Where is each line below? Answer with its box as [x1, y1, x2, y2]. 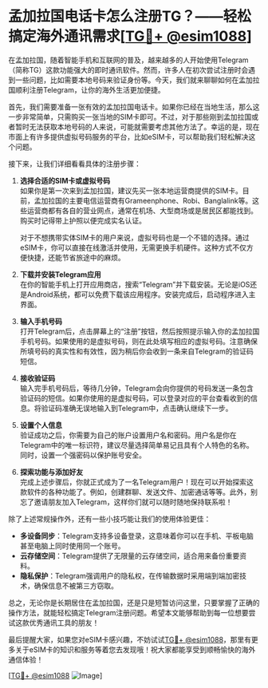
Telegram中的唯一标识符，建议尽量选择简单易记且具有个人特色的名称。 [19, 440, 254, 449]
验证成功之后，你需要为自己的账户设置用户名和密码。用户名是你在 [19, 430, 237, 440]
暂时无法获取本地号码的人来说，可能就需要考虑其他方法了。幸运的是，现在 [14, 121, 260, 132]
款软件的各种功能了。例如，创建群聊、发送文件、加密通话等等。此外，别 [19, 487, 258, 496]
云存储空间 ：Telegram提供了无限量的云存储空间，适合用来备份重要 [19, 551, 240, 560]
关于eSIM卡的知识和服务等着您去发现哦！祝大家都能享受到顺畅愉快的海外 [14, 644, 256, 654]
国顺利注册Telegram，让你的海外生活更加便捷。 [8, 85, 165, 94]
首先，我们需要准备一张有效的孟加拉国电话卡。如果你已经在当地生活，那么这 [8, 101, 260, 112]
